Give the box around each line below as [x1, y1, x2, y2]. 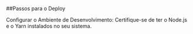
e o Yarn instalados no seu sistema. [6, 23, 92, 29]
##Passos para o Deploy [6, 5, 66, 12]
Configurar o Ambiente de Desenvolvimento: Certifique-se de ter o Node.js [6, 16, 188, 23]
